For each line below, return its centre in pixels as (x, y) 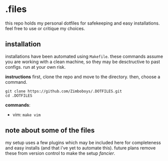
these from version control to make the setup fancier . (60, 153)
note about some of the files (50, 131)
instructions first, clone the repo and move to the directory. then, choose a (83, 77)
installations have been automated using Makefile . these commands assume (84, 56)
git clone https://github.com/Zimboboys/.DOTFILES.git (64, 91)
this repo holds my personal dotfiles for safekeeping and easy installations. (82, 23)
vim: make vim (27, 114)
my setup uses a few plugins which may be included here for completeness (83, 142)
